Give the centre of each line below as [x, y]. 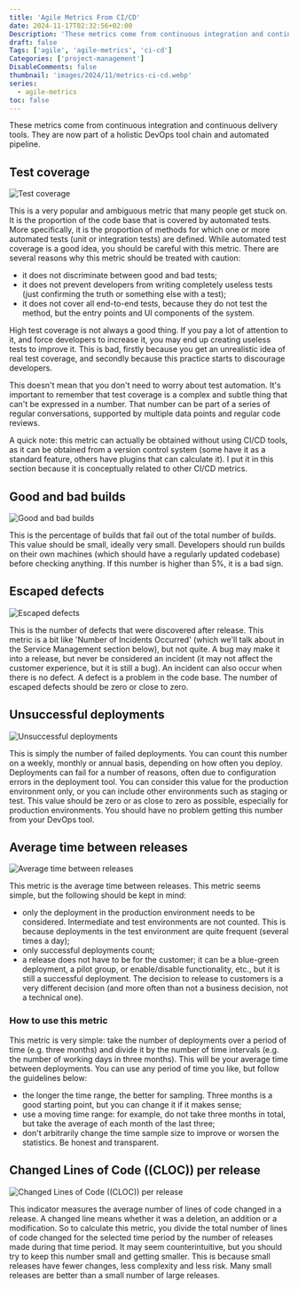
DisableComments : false [53, 68]
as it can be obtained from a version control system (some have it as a [137, 450]
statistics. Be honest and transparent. [90, 1142]
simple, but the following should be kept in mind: [98, 895]
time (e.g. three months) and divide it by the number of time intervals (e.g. [144, 1049]
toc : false [29, 100]
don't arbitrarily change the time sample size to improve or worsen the [150, 1133]
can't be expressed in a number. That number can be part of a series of [140, 404]
